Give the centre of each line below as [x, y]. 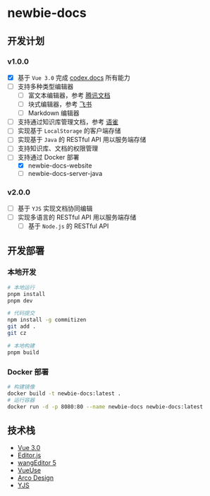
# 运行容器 [21, 400]
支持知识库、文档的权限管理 [58, 148]
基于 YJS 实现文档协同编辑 [55, 208]
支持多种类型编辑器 [45, 86]
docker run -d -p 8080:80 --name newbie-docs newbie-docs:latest [105, 407]
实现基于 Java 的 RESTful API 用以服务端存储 [82, 140]
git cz [17, 333]
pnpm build [23, 352]
